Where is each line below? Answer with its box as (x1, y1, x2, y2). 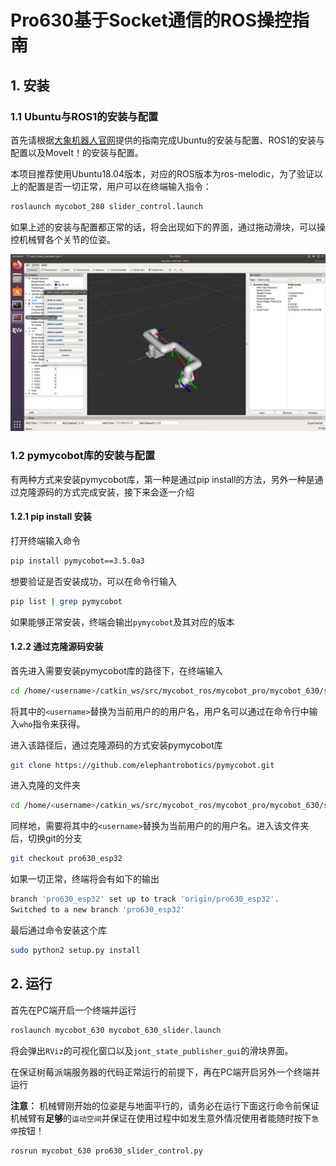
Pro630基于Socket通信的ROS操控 (10, 9, 292, 32)
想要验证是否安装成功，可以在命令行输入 (10, 575, 177, 587)
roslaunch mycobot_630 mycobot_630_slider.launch (10, 1025, 222, 1035)
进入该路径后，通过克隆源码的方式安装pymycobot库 (10, 739, 223, 751)
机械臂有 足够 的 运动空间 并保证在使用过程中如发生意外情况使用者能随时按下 (10, 1112, 312, 1124)
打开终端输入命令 (10, 534, 81, 546)
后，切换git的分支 (10, 832, 83, 845)
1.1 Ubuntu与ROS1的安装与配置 (10, 109, 159, 123)
